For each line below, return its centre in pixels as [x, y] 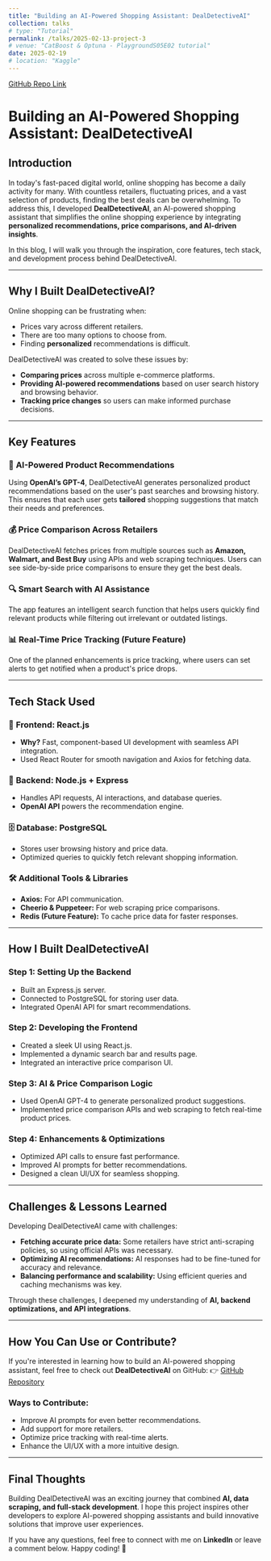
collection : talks [39, 23]
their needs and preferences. [56, 508]
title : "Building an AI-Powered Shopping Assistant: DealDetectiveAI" [129, 16]
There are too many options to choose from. [93, 335]
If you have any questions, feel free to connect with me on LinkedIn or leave [135, 1540]
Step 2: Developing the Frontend [73, 1027]
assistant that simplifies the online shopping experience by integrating [125, 217]
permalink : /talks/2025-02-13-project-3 [77, 38]
